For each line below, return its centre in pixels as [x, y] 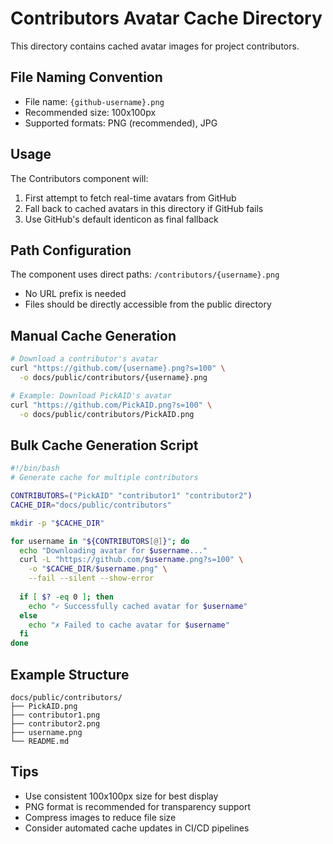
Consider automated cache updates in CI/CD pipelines [137, 828]
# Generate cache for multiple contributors [104, 478]
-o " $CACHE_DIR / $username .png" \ [98, 569]
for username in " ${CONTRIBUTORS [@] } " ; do [100, 541]
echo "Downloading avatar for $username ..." [113, 550]
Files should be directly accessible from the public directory [148, 304]
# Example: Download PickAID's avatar [91, 395]
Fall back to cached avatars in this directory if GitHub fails [144, 208]
